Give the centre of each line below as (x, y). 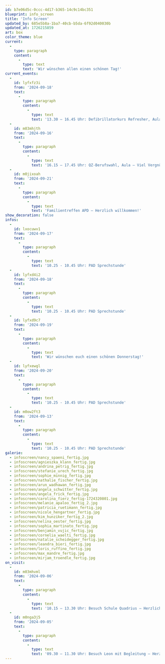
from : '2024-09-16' (34, 133)
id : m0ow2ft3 (27, 412)
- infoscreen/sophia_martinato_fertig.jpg (54, 526)
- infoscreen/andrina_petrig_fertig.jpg (51, 467)
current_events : (22, 74)
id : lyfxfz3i (27, 83)
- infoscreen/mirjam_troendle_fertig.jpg (53, 558)
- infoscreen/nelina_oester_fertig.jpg (50, 521)
